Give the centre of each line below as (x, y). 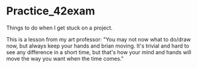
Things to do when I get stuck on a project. (60, 28)
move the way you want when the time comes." (65, 58)
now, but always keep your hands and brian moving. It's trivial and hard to (98, 46)
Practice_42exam (51, 11)
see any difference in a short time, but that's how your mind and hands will (99, 52)
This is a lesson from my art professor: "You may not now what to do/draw (98, 39)
